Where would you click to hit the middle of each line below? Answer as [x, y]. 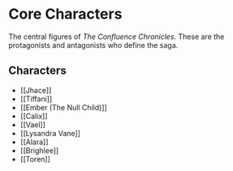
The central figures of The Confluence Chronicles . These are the [116, 36]
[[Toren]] [35, 159]
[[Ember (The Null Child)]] [63, 107]
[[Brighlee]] [39, 150]
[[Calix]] [34, 116]
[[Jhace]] [36, 90]
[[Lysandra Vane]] [50, 133]
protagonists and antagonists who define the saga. [93, 45]
